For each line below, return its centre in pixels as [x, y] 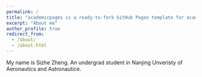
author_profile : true [33, 29]
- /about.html [29, 46]
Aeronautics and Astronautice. [44, 69]
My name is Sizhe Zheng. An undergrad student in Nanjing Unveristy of [94, 62]
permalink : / [23, 12]
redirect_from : [25, 34]
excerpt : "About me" [32, 23]
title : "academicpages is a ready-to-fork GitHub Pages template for [95, 17]
